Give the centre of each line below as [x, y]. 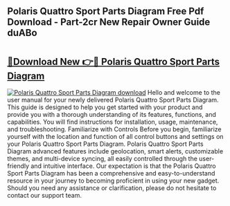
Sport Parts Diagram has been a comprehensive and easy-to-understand [111, 173]
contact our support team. [44, 195]
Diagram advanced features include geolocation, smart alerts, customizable [115, 151]
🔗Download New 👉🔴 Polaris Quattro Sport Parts [114, 62]
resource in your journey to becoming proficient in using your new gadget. [113, 180]
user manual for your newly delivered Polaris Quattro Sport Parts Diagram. [113, 100]
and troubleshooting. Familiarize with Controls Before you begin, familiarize [114, 129]
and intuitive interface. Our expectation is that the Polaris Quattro [123, 166]
